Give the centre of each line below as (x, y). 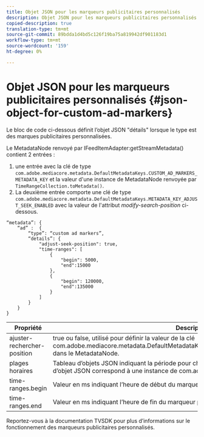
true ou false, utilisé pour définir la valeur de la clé (124, 338)
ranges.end (25, 405)
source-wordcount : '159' (38, 46)
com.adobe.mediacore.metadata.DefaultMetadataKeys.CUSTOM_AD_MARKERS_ (106, 173)
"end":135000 (77, 287)
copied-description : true (39, 23)
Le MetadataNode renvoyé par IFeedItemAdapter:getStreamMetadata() (95, 148)
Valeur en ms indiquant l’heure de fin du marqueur (124, 402)
